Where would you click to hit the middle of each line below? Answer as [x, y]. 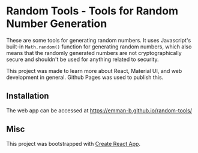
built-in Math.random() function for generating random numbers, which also [99, 47]
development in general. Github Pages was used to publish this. [85, 77]
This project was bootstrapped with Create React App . [73, 143]
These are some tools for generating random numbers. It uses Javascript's [99, 40]
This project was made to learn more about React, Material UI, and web [94, 71]
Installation [28, 96]
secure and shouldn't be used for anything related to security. [82, 59]
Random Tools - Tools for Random [92, 11]
